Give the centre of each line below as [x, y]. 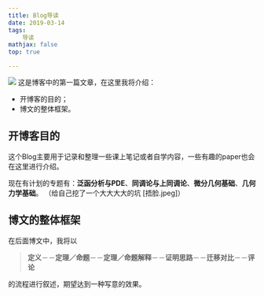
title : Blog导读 [33, 15]
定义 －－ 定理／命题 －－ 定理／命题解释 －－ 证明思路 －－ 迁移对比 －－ [137, 257]
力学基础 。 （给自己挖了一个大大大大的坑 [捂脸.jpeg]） [96, 193]
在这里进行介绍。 [36, 166]
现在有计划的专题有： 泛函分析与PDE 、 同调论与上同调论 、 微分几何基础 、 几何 [132, 183]
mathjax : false [33, 45]
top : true [24, 52]
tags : [17, 30]
